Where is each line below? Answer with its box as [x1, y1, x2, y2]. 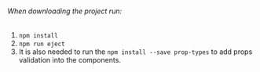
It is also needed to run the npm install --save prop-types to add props [18, 47, 253, 56]
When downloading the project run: [7, 6, 123, 16]
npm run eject [18, 40, 65, 49]
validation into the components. [18, 56, 121, 65]
